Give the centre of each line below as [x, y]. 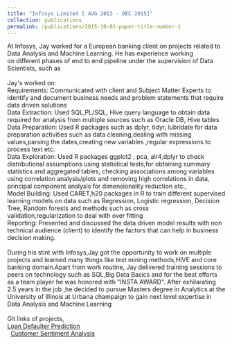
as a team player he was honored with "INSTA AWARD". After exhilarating [111, 282]
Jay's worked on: [32, 83]
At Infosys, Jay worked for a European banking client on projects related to [114, 46]
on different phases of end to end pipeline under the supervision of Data [110, 61]
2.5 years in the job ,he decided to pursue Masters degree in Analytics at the [116, 289]
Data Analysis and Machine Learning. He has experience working [100, 53]
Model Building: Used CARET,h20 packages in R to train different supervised [116, 193]
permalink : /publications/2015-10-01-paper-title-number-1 [94, 26]
